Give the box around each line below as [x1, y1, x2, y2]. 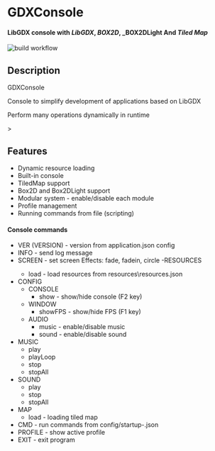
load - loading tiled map [28, 413, 98, 422]
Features [7, 145, 48, 157]
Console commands [7, 225, 68, 234]
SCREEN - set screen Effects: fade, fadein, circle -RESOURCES [17, 256, 202, 265]
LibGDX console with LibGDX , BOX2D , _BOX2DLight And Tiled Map [7, 28, 208, 36]
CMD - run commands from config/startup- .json [17, 421, 159, 429]
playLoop [28, 352, 56, 362]
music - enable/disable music [38, 323, 126, 331]
